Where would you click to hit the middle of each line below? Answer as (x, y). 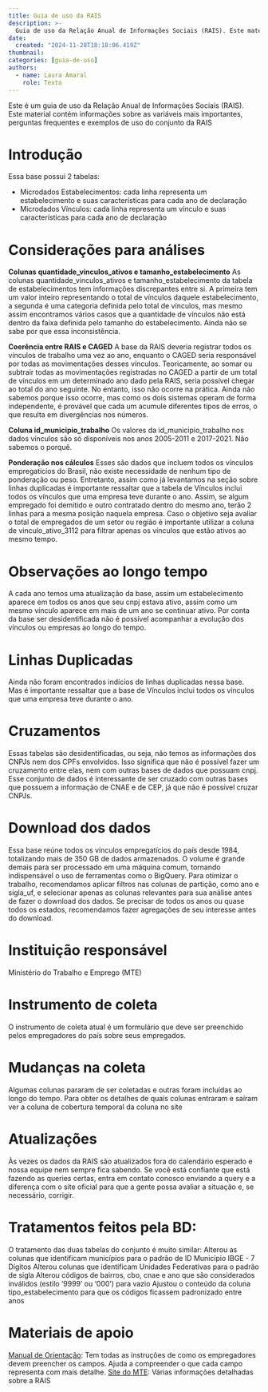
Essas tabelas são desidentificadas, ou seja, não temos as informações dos (132, 754)
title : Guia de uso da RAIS (55, 16)
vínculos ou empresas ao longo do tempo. (77, 627)
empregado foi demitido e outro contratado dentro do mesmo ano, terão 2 (130, 505)
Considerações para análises (107, 250)
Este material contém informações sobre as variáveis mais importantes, (126, 113)
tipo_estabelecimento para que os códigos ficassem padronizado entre (125, 1292)
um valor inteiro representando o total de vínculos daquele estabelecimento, (134, 297)
